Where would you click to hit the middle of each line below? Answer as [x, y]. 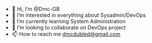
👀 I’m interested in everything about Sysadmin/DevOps [79, 15]
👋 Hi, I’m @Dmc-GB [36, 9]
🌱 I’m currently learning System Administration [69, 21]
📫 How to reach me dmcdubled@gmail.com [66, 34]
